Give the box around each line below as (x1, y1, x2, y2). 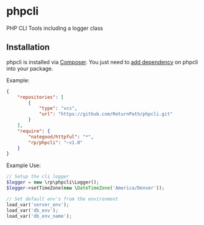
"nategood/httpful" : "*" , (28, 134, 94, 140)
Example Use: (6, 162, 41, 169)
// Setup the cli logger (6, 174, 69, 180)
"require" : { (17, 128, 51, 134)
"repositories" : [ (17, 94, 64, 100)
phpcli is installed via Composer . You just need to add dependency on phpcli (6, 58, 199, 65)
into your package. (6, 65, 54, 72)
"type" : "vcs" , (38, 105, 78, 112)
